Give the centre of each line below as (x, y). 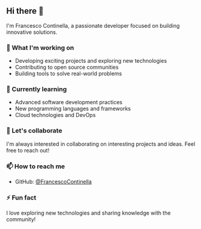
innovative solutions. (32, 32)
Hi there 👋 (25, 11)
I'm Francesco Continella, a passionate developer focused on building (93, 25)
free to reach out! (28, 150)
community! (21, 219)
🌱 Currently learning (37, 89)
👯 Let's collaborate (34, 131)
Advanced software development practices (69, 102)
